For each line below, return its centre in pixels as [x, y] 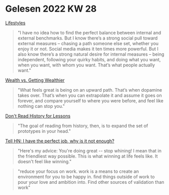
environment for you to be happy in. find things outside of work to [86, 177]
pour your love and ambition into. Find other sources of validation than [91, 182]
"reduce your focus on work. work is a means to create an [78, 171]
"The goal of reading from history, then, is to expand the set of [83, 126]
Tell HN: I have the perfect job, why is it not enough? [60, 141]
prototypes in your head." [44, 131]
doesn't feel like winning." [45, 161]
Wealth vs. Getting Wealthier [35, 80]
